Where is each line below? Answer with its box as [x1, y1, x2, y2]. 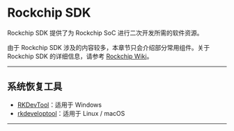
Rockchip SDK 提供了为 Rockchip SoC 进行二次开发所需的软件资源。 [7, 28, 203, 37]
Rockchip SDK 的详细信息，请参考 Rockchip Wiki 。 [7, 52, 153, 60]
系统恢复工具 [7, 81, 63, 93]
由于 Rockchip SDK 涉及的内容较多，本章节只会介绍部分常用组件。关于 [7, 43, 210, 51]
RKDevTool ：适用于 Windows [17, 101, 102, 109]
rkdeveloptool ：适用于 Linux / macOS [17, 109, 125, 117]
